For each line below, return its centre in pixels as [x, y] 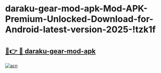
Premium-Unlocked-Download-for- [79, 19]
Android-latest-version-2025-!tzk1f [80, 30]
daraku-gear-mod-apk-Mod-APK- [76, 9]
